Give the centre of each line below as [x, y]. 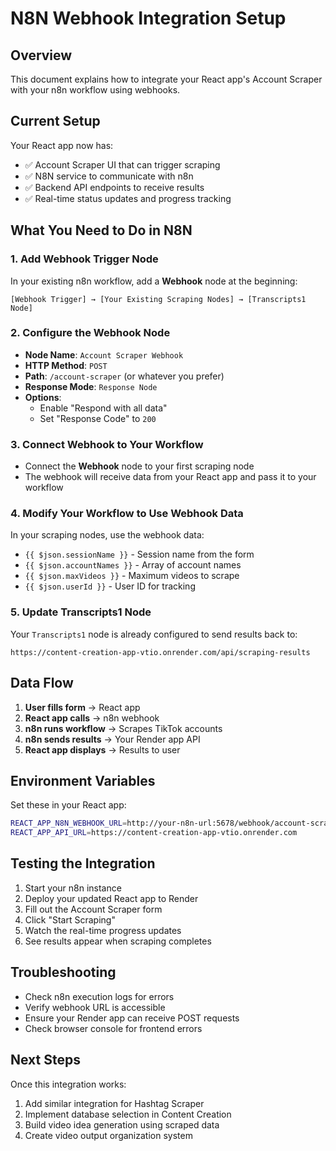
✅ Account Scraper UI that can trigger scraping [122, 164]
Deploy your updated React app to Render [111, 898]
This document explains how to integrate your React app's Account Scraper [166, 79]
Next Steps [45, 1060]
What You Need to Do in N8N [101, 230]
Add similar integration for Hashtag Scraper [114, 1103]
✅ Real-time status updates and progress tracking [128, 198]
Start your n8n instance [73, 888]
